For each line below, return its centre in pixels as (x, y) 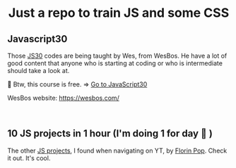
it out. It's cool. (29, 158)
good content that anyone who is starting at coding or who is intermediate (115, 63)
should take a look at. (39, 71)
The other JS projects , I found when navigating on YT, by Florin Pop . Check (117, 150)
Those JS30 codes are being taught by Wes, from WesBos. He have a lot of (117, 56)
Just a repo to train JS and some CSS (119, 13)
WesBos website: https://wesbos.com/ (64, 98)
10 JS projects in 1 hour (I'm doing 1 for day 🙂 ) (110, 134)
